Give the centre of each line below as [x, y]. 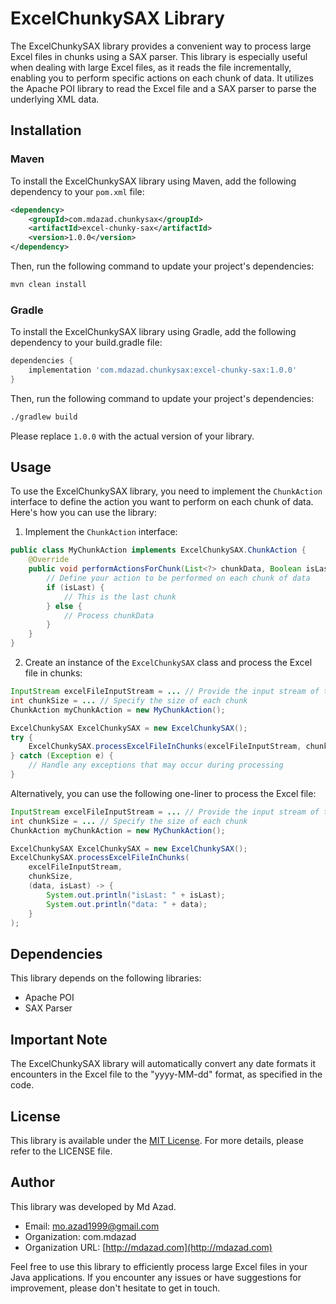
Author [32, 1182]
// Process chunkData [109, 615]
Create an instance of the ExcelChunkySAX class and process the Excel [168, 663]
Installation [46, 130]
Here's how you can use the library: [83, 513]
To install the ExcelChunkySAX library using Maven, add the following [153, 181]
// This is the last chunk [120, 597]
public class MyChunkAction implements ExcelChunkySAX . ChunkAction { [158, 550]
